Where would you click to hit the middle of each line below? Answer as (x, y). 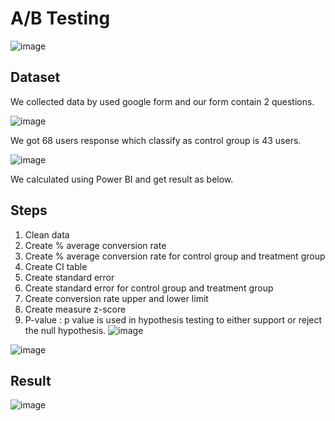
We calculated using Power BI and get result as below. (122, 179)
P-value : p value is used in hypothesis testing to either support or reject (173, 319)
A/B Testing (60, 18)
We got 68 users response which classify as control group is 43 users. (156, 140)
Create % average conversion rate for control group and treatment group (175, 256)
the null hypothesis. (65, 330)
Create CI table (56, 266)
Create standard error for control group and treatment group (149, 288)
